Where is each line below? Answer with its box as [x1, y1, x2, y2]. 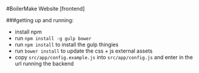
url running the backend [14, 60, 74, 67]
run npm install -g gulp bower [14, 35, 92, 41]
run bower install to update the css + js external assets [14, 47, 153, 54]
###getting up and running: [6, 17, 74, 23]
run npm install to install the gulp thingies [14, 41, 119, 48]
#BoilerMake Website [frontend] [6, 5, 85, 12]
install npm [14, 28, 42, 35]
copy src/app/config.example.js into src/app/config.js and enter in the [14, 54, 193, 60]
